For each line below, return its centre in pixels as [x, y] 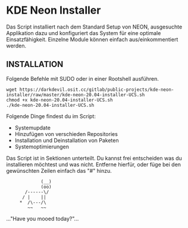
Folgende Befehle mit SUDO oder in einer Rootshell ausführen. [83, 78]
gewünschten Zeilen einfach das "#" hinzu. [59, 170]
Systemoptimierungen [42, 147]
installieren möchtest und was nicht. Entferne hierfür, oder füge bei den [94, 164]
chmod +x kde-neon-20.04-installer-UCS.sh [59, 100]
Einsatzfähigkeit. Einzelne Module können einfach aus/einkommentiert [92, 39]
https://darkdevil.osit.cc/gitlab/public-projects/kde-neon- [97, 90]
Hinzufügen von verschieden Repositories [66, 134]
